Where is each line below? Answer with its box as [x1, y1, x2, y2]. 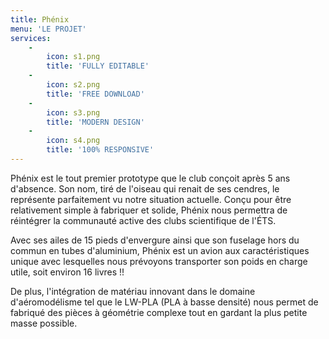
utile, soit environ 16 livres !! [10, 266, 125, 278]
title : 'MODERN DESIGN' [46, 117, 145, 127]
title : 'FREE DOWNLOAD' [46, 89, 145, 99]
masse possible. [10, 317, 78, 329]
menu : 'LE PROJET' [10, 24, 87, 34]
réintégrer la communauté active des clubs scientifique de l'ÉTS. [10, 214, 277, 226]
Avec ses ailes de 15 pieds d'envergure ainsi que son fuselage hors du [10, 234, 300, 246]
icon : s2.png [46, 80, 101, 90]
